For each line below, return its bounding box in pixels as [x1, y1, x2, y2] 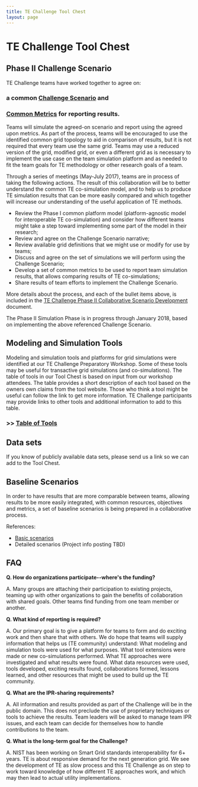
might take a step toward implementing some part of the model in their [14, 222, 187, 229]
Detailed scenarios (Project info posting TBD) [14, 541, 126, 548]
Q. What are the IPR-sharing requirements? [6, 689, 114, 696]
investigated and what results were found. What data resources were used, [6, 659, 190, 666]
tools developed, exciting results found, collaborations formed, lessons [6, 665, 180, 672]
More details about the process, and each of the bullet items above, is [6, 290, 177, 298]
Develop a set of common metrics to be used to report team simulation [14, 266, 188, 273]
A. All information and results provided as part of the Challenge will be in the [6, 700, 193, 707]
